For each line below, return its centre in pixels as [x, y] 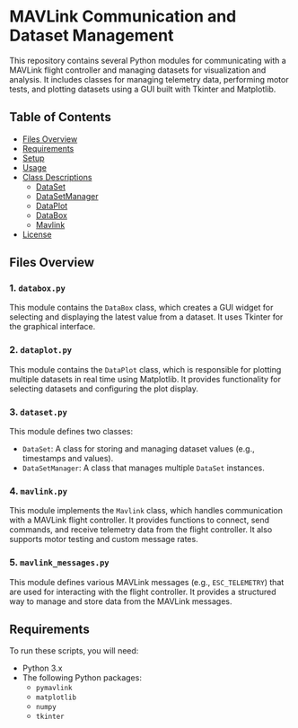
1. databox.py [37, 288]
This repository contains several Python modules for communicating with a [148, 60]
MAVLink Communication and [123, 17]
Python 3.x [42, 668]
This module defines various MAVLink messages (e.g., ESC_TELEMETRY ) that [147, 582]
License [37, 234]
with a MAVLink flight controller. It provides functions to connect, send [140, 520]
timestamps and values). [68, 459]
